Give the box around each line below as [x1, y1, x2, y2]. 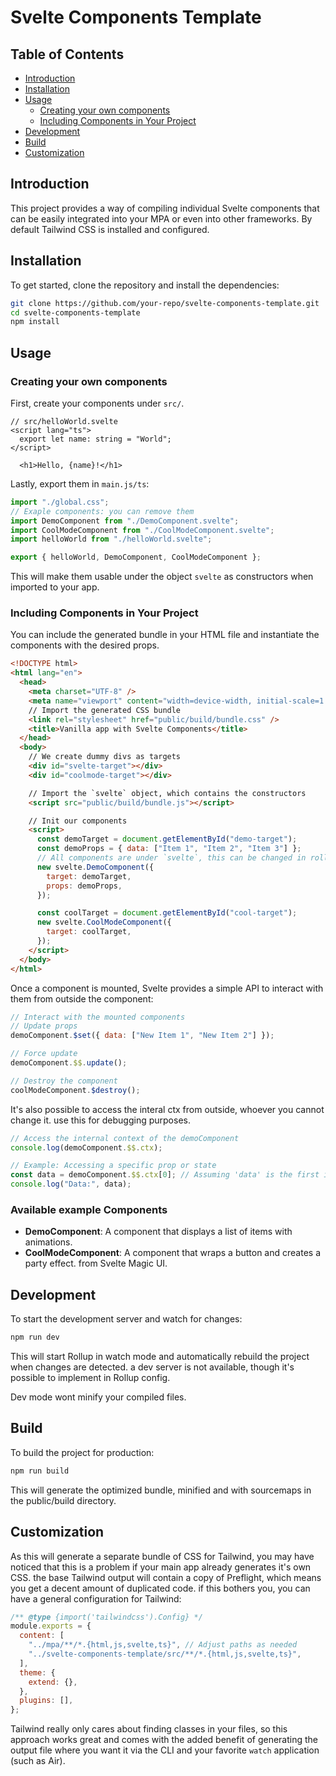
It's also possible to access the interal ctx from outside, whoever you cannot [10, 1103, 325, 1115]
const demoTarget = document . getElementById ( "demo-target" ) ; [36, 834, 298, 845]
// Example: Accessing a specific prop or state [10, 1161, 217, 1171]
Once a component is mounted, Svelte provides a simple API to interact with [10, 982, 324, 994]
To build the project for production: [10, 1446, 155, 1458]
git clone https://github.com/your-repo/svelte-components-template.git [10, 298, 320, 308]
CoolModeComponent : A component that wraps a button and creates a [24, 1247, 322, 1259]
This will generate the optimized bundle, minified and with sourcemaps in [10, 1484, 312, 1496]
